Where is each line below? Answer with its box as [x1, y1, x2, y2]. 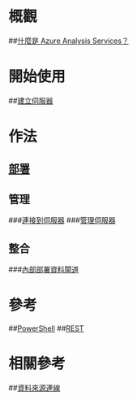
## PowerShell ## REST [8, 324, 84, 333]
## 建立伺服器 [8, 95, 54, 106]
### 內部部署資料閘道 [8, 265, 79, 275]
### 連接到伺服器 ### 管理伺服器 [8, 215, 116, 225]
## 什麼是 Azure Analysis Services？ [8, 36, 130, 46]
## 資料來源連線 [8, 383, 61, 393]
